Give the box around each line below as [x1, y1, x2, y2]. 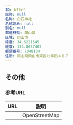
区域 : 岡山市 [5, 35, 28, 40]
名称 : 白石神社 [5, 16, 32, 21]
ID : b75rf [5, 7, 26, 12]
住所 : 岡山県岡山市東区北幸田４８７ [5, 53, 69, 59]
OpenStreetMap [22, 112, 60, 119]
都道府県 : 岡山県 [5, 30, 36, 35]
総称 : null [5, 12, 26, 17]
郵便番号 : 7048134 [5, 49, 41, 54]
